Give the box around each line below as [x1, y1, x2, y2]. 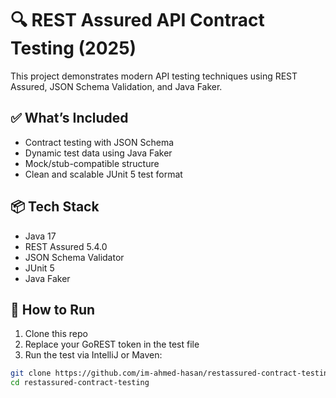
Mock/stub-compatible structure [24, 157, 160, 169]
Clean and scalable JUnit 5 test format [24, 168, 183, 180]
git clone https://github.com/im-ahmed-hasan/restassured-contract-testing [10, 368, 333, 379]
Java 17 [24, 230, 57, 242]
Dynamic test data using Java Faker [24, 147, 173, 159]
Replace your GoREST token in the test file [24, 338, 200, 351]
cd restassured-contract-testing [10, 378, 150, 388]
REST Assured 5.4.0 [24, 240, 108, 252]
